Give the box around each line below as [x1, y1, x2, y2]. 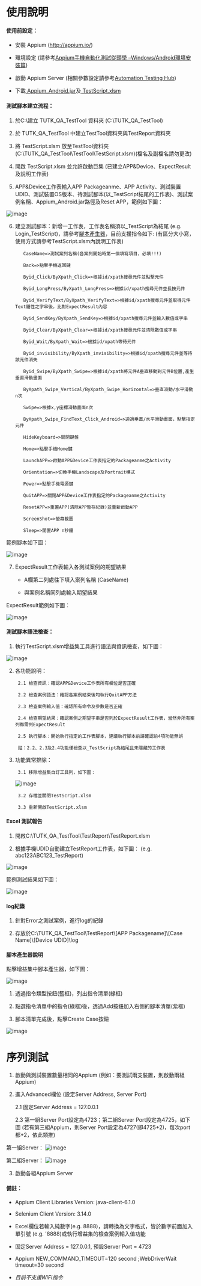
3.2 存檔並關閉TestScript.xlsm [17, 793, 92, 799]
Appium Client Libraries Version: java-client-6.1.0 [14, 1198, 136, 1205]
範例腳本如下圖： [6, 539, 49, 546]
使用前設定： [6, 26, 38, 34]
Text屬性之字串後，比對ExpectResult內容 [14, 303, 108, 310]
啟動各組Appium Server [14, 1170, 74, 1177]
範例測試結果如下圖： [6, 876, 59, 883]
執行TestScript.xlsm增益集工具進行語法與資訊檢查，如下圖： [14, 642, 164, 650]
